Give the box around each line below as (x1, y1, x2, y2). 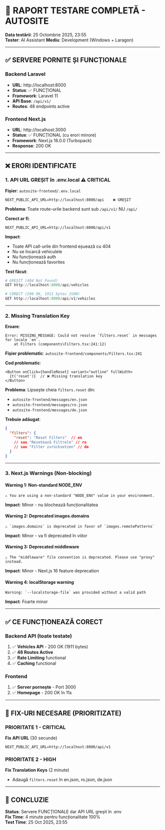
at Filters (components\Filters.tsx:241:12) (14, 342, 107, 347)
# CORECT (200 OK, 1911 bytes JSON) (5, 292, 80, 297)
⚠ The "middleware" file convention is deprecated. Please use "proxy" (5, 555, 155, 560)
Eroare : (5, 324, 21, 330)
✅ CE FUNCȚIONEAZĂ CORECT (5, 617, 103, 626)
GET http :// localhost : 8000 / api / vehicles (5, 283, 89, 288)
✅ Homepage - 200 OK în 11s (12, 690, 72, 696)
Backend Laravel (5, 71, 46, 77)
